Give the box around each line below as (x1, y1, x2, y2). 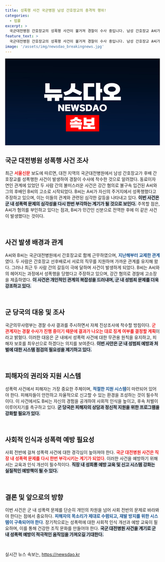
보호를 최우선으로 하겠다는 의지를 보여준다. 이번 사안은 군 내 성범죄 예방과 (14, 340, 154, 346)
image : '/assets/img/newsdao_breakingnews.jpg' (5, 44, 105, 49)
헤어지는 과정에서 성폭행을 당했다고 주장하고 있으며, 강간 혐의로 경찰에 (10, 270, 144, 277)
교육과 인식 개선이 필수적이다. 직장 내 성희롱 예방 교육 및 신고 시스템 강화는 (14, 461, 156, 468)
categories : (5, 13, 29, 18)
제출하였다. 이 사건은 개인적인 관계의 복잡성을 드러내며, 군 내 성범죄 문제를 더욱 (10, 277, 159, 282)
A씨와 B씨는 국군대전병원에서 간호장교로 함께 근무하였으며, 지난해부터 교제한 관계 (5, 252, 160, 258)
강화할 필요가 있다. (5, 410, 41, 416)
